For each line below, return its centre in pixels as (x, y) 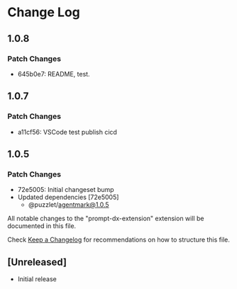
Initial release (37, 279)
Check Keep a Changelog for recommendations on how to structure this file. (119, 240)
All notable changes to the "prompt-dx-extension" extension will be (106, 219)
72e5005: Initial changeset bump (66, 190)
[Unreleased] (37, 262)
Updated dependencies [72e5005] (68, 197)
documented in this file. (42, 226)
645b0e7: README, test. (54, 74)
